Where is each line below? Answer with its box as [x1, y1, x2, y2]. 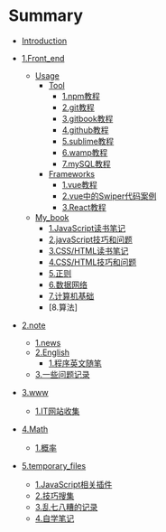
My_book [34, 211, 69, 222]
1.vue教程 [61, 179, 98, 190]
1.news [34, 337, 61, 348]
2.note [21, 320, 46, 331]
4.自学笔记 [34, 512, 75, 524]
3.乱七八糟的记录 [34, 501, 98, 512]
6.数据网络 [48, 279, 88, 290]
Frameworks [48, 168, 96, 179]
